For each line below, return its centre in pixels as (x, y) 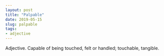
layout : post (19, 10)
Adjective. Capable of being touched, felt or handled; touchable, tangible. (82, 48)
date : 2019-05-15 (24, 19)
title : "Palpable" (25, 15)
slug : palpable (21, 24)
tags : (11, 29)
